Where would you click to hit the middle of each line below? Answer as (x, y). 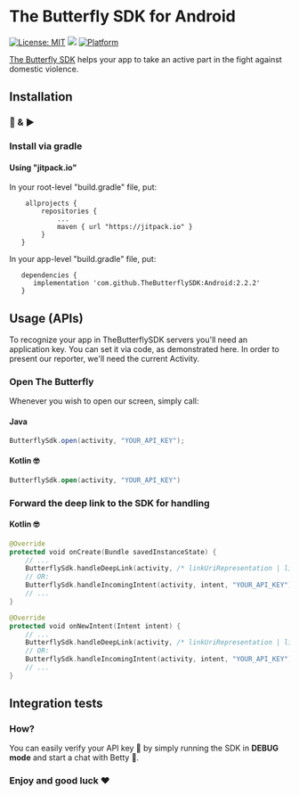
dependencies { (49, 275)
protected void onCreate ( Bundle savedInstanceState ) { (113, 552)
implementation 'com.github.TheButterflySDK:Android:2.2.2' (146, 283)
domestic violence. (44, 69)
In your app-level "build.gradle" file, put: (83, 259)
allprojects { (51, 204)
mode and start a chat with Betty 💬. (74, 758)
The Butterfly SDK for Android (122, 16)
